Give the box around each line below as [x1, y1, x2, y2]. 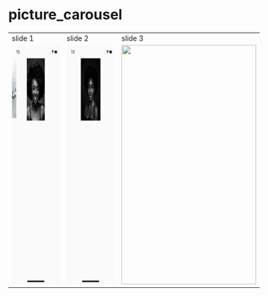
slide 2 [66, 34, 89, 43]
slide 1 [11, 34, 34, 43]
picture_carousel [8, 6, 123, 24]
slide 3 [121, 34, 144, 43]
